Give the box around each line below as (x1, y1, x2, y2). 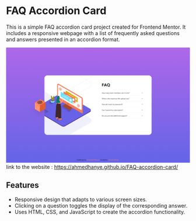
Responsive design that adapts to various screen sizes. (14, 196, 148, 203)
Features (6, 180, 39, 191)
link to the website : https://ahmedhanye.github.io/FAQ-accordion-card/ (6, 163, 178, 170)
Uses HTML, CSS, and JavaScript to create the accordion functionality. (14, 208, 185, 215)
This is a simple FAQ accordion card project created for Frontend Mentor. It (6, 23, 186, 30)
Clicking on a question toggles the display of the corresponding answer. (14, 202, 188, 209)
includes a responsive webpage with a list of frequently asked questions (6, 29, 180, 36)
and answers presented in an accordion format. (6, 36, 120, 43)
